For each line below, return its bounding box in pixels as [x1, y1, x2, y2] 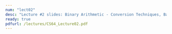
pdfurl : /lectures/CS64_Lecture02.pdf [5, 21, 88, 26]
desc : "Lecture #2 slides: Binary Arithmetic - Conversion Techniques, [5, 12, 161, 17]
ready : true [5, 16, 31, 21]
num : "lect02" [5, 7, 36, 12]
